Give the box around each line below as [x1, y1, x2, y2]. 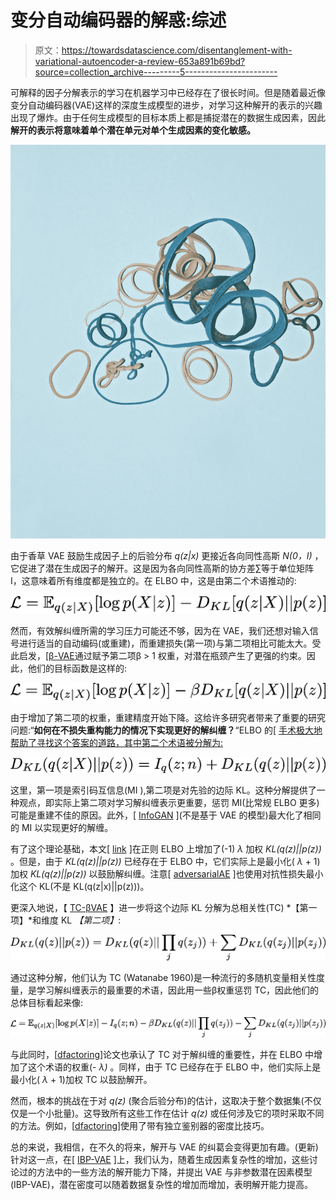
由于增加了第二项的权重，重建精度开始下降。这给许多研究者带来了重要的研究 [10, 712, 326, 724]
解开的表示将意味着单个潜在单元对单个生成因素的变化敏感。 [10, 124, 256, 136]
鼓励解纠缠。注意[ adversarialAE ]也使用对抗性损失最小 [97, 867, 324, 880]
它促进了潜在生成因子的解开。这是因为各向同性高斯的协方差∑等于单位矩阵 [10, 562, 314, 575]
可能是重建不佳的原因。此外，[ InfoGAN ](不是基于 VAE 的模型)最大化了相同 [10, 809, 322, 821]
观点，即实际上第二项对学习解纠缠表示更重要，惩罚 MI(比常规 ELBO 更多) [18, 796, 320, 808]
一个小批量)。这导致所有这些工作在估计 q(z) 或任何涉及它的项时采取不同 [27, 1107, 325, 1119]
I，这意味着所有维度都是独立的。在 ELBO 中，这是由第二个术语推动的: [10, 575, 297, 587]
